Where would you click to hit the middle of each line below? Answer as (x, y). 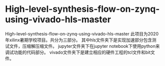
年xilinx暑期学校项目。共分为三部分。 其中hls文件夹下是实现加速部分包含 (79, 40)
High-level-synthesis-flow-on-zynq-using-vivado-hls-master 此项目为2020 (82, 33)
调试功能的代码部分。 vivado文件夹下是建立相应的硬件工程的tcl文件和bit (78, 52)
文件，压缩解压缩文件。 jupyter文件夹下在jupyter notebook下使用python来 (84, 46)
